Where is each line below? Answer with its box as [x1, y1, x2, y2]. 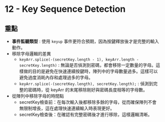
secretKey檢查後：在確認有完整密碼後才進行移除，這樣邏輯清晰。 [19, 112, 153, 117]
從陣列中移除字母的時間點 [11, 93, 64, 99]
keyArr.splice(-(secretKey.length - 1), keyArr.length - [19, 57, 139, 62]
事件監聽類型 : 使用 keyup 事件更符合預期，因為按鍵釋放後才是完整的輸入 [11, 39, 159, 44]
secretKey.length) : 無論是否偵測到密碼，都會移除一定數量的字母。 [19, 62, 156, 68]
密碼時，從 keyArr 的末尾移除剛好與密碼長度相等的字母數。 [28, 87, 148, 92]
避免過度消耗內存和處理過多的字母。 [19, 75, 93, 80]
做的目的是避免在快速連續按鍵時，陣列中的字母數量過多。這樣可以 [23, 68, 158, 74]
